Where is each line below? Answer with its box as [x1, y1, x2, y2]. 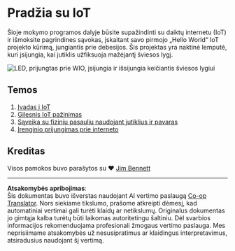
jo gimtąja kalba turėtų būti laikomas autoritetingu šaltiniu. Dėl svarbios [7, 213, 211, 222]
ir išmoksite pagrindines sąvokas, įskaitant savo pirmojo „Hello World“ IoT [7, 35, 219, 43]
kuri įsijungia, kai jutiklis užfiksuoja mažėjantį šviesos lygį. [7, 50, 173, 59]
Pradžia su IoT [7, 5, 91, 21]
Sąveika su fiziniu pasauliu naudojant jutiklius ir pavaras [17, 117, 178, 126]
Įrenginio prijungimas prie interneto [17, 124, 119, 134]
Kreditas [7, 145, 45, 157]
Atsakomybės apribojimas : [7, 184, 87, 192]
